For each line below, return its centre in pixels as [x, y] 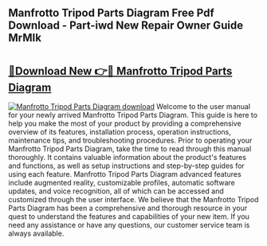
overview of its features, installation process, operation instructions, [120, 132]
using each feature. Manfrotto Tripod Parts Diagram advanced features [125, 174]
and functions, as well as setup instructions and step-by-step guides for [126, 166]
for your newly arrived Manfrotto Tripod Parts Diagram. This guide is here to [133, 115]
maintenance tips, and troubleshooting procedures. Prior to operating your [130, 140]
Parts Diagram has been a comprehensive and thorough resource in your [128, 208]
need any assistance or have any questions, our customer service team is [129, 225]
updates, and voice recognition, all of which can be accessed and [116, 191]
